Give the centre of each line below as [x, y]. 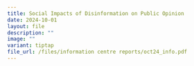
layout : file [26, 26]
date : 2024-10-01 [32, 20]
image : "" [21, 39]
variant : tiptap [30, 45]
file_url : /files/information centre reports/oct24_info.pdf [97, 52]
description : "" [30, 33]
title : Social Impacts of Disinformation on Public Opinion [96, 13]
